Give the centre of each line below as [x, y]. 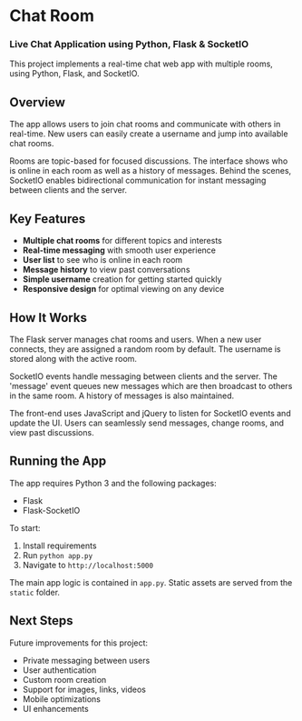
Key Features [48, 219]
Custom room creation [64, 679]
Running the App [58, 461]
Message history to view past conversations [106, 270]
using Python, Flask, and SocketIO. [74, 74]
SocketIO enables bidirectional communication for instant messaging [138, 180]
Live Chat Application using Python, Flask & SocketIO [129, 45]
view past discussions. [52, 432]
